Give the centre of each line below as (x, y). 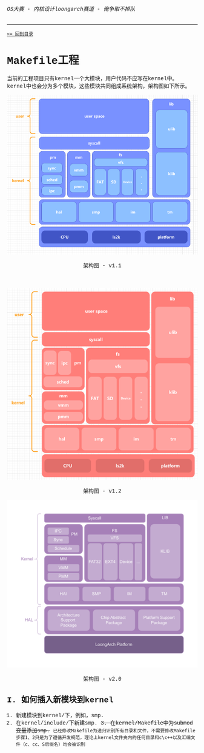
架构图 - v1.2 (102, 491)
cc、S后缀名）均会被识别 (59, 744)
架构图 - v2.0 (102, 679)
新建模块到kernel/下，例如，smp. (60, 716)
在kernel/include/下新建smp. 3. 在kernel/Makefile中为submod (104, 723)
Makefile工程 (43, 61)
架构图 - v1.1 (102, 266)
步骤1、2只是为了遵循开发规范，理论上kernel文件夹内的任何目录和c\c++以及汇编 (103, 738)
